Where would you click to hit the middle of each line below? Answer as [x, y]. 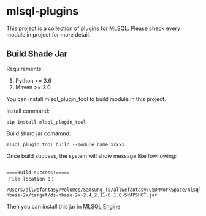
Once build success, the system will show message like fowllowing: [92, 156]
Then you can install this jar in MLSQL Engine [63, 206]
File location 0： [32, 179]
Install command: [28, 111]
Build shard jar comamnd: [39, 133]
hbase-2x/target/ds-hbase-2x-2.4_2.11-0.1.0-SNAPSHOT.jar [82, 195]
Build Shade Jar [37, 54]
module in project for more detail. [48, 34]
